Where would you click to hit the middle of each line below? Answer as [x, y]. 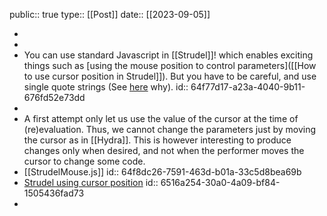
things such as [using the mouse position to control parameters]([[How [170, 65]
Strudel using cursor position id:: [91, 182]
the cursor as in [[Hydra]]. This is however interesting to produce [157, 140]
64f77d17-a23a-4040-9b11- [248, 87]
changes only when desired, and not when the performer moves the [164, 150]
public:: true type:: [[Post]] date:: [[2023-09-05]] [110, 14]
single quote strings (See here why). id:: [106, 87]
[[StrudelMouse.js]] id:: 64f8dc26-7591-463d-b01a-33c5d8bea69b [162, 172]
